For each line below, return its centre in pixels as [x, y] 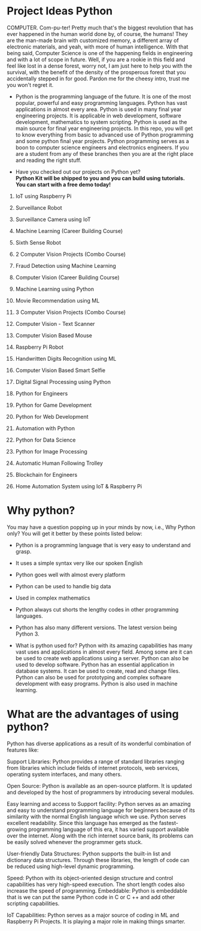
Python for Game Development [54, 405]
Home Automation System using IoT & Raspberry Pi [79, 486]
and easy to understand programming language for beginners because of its [101, 810]
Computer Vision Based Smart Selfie [60, 370]
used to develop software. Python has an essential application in [95, 664]
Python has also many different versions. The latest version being [96, 627]
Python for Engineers [42, 393]
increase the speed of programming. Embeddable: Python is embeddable [97, 890]
